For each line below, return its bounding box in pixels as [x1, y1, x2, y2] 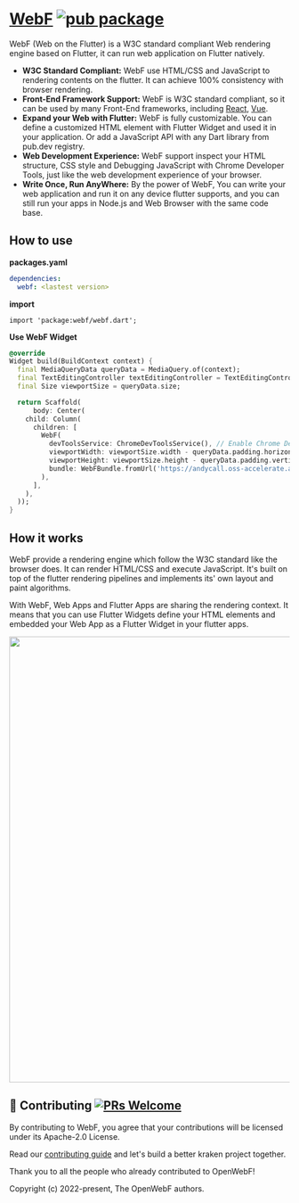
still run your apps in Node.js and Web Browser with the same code [21, 197, 269, 209]
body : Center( [32, 406, 86, 415]
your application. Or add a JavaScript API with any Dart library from [21, 131, 270, 142]
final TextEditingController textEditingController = [17, 374, 221, 383]
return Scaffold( [17, 398, 82, 407]
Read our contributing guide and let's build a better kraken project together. [9, 1149, 287, 1159]
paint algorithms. [9, 582, 71, 593]
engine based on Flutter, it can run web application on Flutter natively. [9, 47, 265, 58]
